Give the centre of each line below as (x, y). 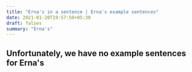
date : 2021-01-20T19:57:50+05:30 (49, 18)
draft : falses (24, 23)
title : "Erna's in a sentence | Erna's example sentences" (83, 12)
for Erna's (25, 63)
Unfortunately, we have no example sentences (96, 53)
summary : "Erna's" (29, 29)
